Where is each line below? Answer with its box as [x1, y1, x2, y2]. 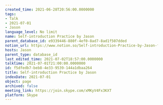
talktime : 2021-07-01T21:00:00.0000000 [5, 61, 86, 66]
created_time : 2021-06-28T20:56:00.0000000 [5, 7, 95, 12]
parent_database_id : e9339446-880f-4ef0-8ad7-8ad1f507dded [5, 39, 127, 44]
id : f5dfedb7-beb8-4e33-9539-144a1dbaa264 [5, 66, 92, 71]
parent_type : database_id [5, 52, 57, 57]
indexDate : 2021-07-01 [5, 75, 51, 79]
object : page [5, 79, 32, 84]
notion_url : [5, 43, 29, 48]
